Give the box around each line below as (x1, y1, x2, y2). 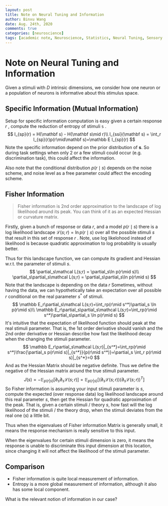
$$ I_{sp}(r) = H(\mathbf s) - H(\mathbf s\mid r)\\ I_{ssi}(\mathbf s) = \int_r (7, 131, 161, 137)
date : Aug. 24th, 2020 (5, 21, 53, 27)
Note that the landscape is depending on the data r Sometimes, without (5, 282, 153, 288)
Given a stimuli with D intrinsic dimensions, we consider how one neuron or (5, 84, 160, 91)
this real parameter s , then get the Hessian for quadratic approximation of (5, 396, 157, 402)
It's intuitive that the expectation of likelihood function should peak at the (5, 320, 156, 326)
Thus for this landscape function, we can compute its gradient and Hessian (5, 255, 160, 262)
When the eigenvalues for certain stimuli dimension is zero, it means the (5, 437, 154, 443)
